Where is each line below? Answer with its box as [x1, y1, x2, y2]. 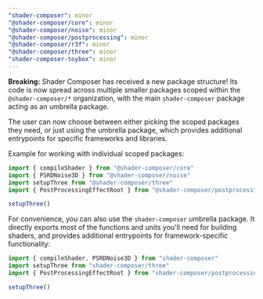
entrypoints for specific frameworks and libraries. [8, 133, 168, 143]
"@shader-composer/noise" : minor [8, 26, 117, 34]
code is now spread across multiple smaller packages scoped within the [8, 85, 241, 94]
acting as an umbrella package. [8, 101, 110, 111]
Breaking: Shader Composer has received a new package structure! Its [8, 76, 238, 86]
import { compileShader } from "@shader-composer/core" [8, 164, 194, 172]
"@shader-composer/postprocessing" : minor [8, 33, 149, 42]
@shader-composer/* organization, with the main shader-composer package [8, 93, 245, 103]
